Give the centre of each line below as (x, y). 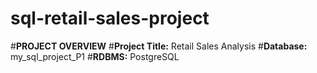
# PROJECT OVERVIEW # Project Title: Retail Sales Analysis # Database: (159, 46)
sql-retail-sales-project (110, 18)
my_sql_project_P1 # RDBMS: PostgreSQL (95, 56)
